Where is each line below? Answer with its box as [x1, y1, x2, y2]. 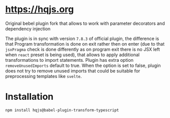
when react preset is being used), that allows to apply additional [5, 52, 140, 58]
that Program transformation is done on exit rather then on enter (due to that [5, 41, 165, 47]
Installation [5, 91, 54, 102]
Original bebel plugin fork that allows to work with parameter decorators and [5, 20, 165, 26]
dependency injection [5, 25, 51, 31]
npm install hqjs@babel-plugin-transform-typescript [5, 107, 119, 112]
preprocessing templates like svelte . [5, 73, 82, 79]
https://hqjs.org [5, 4, 74, 15]
